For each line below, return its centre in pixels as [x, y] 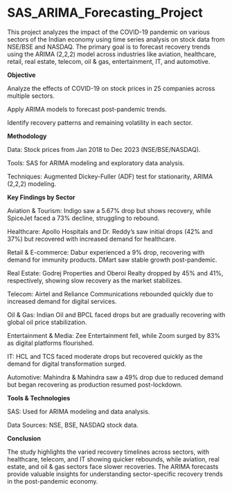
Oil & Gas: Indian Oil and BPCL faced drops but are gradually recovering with [116, 314]
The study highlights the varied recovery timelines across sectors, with [108, 452]
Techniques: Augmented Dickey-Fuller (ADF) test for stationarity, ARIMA [110, 176]
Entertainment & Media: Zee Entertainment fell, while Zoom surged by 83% [114, 335]
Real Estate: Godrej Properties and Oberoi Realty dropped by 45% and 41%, [115, 273]
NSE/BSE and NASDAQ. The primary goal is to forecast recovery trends [109, 46]
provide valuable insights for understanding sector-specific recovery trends [115, 474]
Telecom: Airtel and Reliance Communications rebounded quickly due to [110, 294]
